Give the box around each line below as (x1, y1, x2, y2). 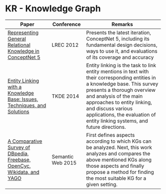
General (7, 35, 26, 42)
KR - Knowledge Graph (5, 3, 101, 14)
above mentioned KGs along (86, 156, 152, 163)
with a (7, 83, 22, 90)
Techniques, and (7, 102, 46, 109)
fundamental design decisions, (86, 41, 158, 48)
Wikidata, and (7, 168, 40, 175)
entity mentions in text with (86, 68, 149, 75)
